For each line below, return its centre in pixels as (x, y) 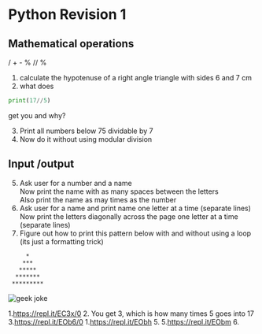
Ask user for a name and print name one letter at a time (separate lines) (135, 208)
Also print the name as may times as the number (98, 199)
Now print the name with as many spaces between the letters (119, 191)
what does (37, 86)
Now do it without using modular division (86, 139)
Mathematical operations (71, 44)
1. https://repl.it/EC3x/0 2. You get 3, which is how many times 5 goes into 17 (131, 314)
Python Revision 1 (67, 15)
